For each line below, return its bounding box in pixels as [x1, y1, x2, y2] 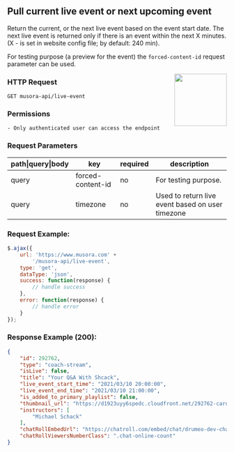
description [169, 159, 209, 169]
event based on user [155, 199, 223, 209]
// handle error [32, 303, 79, 310]
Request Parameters [7, 141, 78, 150]
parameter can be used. [7, 59, 77, 68]
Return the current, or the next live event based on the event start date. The [7, 24, 224, 32]
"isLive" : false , [19, 368, 70, 375]
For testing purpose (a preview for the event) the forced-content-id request [7, 52, 225, 61]
